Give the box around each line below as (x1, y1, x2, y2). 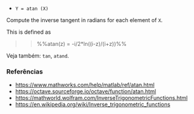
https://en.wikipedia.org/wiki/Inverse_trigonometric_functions (15, 101, 171, 108)
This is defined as (6, 28, 51, 36)
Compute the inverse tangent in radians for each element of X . (6, 17, 163, 23)
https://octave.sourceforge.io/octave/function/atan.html (15, 88, 156, 95)
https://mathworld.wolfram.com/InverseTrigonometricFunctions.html (15, 94, 188, 102)
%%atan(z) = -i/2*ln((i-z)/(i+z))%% (36, 40, 127, 47)
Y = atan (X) (15, 6, 49, 12)
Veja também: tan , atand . (6, 52, 69, 59)
